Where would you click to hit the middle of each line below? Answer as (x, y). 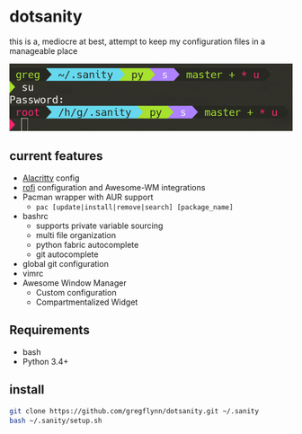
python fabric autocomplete (87, 244)
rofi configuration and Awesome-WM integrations (114, 187)
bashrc (36, 216)
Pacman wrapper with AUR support (88, 197)
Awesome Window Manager (75, 283)
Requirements (49, 330)
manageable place (44, 50)
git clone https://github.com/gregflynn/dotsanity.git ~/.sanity (134, 412)
